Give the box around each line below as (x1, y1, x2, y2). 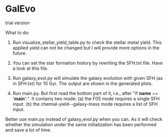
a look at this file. (12, 65, 49, 71)
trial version (5, 20, 30, 26)
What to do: (5, 29, 30, 35)
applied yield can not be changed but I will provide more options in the (12, 44, 159, 51)
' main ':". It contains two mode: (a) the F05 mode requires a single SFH (12, 96, 160, 102)
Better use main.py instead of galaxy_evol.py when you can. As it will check (5, 116, 163, 122)
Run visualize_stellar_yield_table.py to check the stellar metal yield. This (12, 39, 162, 45)
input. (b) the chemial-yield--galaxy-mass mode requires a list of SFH (12, 101, 158, 107)
